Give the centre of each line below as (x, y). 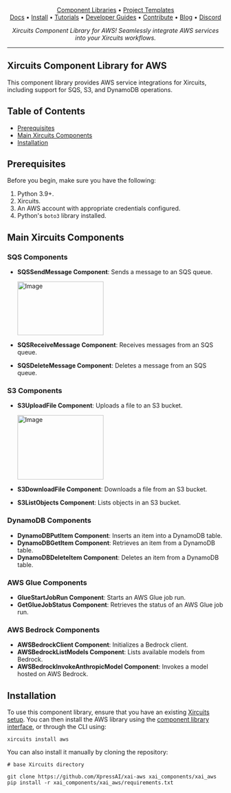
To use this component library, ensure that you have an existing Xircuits (108, 712)
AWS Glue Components (47, 582)
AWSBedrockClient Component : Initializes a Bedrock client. (102, 645)
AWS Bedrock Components (54, 629)
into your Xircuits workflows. (115, 38)
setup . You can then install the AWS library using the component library (108, 719)
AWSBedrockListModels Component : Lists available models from (111, 652)
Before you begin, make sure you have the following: (81, 181)
